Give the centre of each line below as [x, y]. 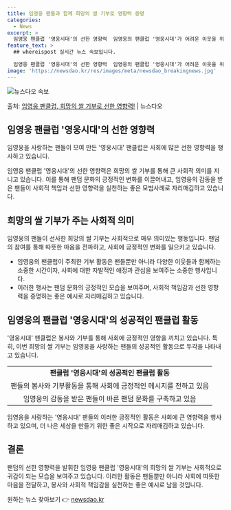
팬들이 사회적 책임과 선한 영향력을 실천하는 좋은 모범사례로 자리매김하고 [110, 188]
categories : [24, 20]
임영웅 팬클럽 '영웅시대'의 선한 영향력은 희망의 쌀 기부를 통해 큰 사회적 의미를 [110, 171]
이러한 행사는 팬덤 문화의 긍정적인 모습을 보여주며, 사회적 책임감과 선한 [111, 287]
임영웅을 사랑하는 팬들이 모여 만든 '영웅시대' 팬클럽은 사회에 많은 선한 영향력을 [112, 147]
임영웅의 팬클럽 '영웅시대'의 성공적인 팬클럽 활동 [103, 320]
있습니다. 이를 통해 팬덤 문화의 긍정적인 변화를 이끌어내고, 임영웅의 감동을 [118, 179]
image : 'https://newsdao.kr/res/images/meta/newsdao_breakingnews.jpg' [112, 71]
